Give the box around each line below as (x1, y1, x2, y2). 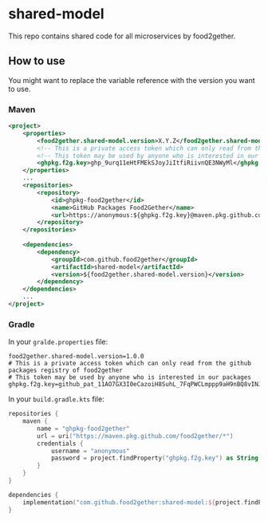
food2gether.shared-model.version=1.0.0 (8, 353, 145, 361)
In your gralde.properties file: (8, 337, 108, 347)
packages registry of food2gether (8, 366, 124, 375)
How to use (8, 54, 65, 68)
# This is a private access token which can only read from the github (8, 360, 251, 368)
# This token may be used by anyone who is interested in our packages (8, 373, 251, 381)
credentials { (37, 440, 84, 448)
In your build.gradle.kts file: (8, 394, 105, 404)
